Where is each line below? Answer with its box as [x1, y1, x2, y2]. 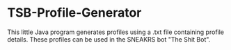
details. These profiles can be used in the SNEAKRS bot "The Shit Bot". [7, 35, 211, 43]
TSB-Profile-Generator [7, 5, 142, 21]
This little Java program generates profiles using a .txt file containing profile [7, 28, 225, 36]
